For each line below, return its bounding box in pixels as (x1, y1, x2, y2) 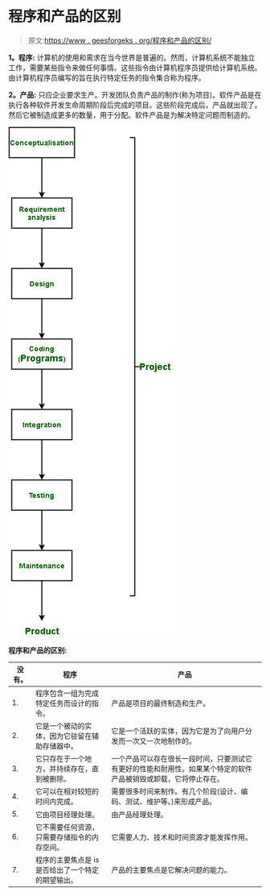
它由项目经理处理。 (35, 809, 99, 819)
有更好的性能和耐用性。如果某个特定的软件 (111, 764, 252, 774)
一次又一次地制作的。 (125, 736, 196, 745)
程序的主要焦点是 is (35, 855, 100, 865)
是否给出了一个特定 (35, 865, 99, 875)
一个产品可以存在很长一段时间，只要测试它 (111, 754, 252, 764)
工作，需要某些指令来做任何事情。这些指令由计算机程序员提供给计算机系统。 (8, 62, 262, 73)
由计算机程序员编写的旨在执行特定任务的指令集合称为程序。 (8, 73, 206, 82)
